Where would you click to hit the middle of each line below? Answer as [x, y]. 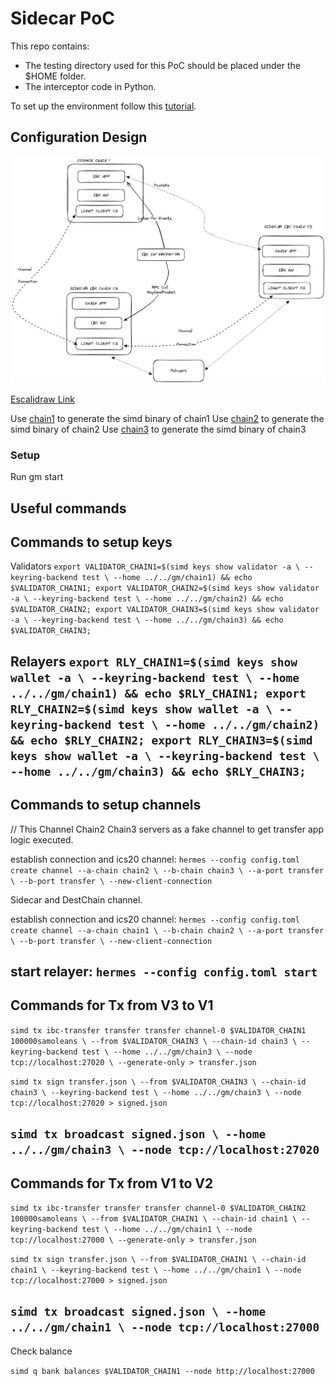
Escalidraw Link [42, 399]
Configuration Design [79, 137]
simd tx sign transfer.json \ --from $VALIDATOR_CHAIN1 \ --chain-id [158, 1259]
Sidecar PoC [63, 18]
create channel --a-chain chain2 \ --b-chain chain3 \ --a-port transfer [167, 870]
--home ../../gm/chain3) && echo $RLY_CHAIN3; [158, 771]
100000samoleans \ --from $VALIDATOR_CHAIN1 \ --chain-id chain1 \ [154, 1218]
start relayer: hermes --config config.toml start [164, 971]
